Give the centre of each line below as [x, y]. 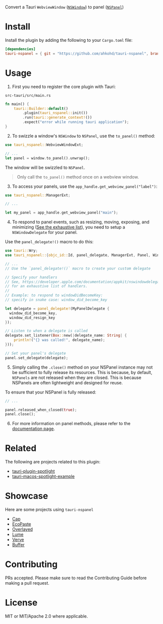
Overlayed [22, 529]
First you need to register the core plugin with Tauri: [64, 87]
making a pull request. [27, 583]
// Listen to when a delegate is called [47, 331]
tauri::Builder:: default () [41, 108]
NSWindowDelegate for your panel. [45, 232]
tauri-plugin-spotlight [33, 471]
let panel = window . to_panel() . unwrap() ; [48, 158]
